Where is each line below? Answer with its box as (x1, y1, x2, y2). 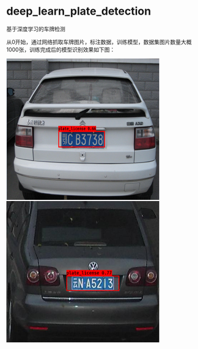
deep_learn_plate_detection (6, 4, 152, 18)
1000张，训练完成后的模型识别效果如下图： (6, 46, 116, 53)
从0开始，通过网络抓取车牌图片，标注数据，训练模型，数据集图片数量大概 (6, 38, 192, 45)
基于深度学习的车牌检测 (6, 25, 65, 32)
